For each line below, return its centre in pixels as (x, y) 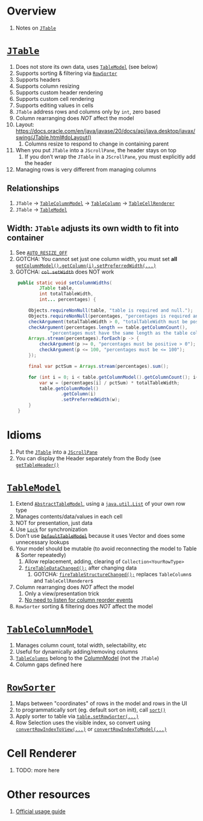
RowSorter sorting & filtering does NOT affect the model (84, 606)
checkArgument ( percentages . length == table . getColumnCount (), (108, 327)
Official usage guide (40, 811)
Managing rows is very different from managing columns (86, 169)
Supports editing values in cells (55, 105)
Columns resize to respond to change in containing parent (97, 144)
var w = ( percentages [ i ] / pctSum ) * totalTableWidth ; (109, 383)
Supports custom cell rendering (55, 98)
